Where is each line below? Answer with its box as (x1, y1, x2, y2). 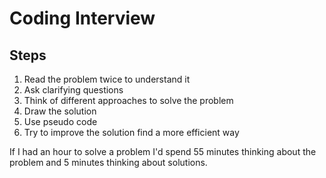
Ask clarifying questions (23, 84, 124, 96)
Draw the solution (23, 105, 97, 117)
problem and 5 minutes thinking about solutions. (9, 157, 208, 168)
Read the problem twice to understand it (23, 73, 191, 85)
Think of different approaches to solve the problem (23, 95, 234, 106)
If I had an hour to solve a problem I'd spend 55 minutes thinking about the (9, 146, 317, 157)
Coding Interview (9, 7, 156, 30)
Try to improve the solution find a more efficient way (23, 127, 240, 138)
